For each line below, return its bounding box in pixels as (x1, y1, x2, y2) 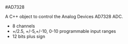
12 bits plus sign (12, 34, 45, 39)
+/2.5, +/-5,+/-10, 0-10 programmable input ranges (12, 28, 116, 34)
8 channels (12, 23, 36, 29)
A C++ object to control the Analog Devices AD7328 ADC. (5, 14, 124, 19)
